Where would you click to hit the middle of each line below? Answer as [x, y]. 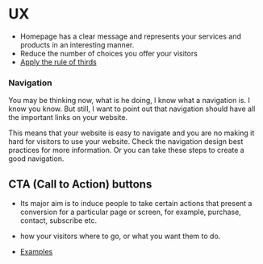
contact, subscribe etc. [58, 221]
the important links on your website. [68, 118]
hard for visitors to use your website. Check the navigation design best [126, 142]
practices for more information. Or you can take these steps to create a [126, 151]
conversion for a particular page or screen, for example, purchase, [131, 212]
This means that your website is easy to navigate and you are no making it [131, 133]
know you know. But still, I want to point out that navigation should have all [132, 109]
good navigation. [36, 159]
